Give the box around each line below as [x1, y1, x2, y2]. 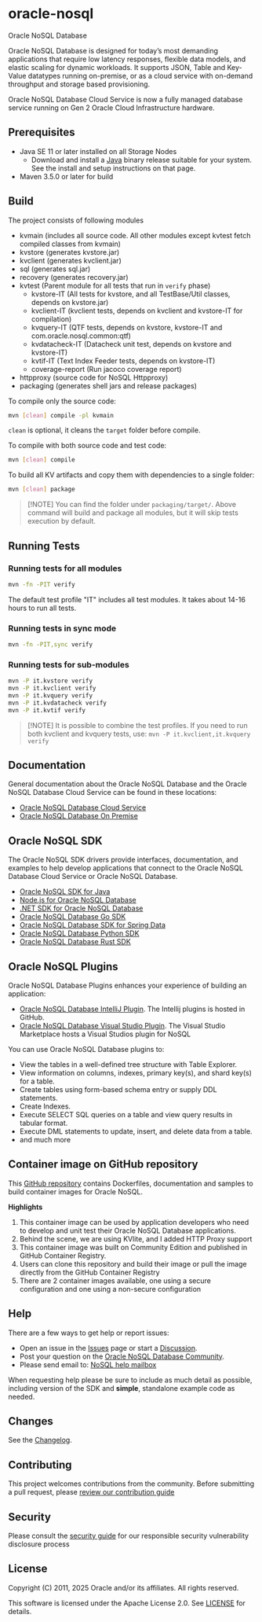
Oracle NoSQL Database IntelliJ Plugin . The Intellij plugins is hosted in [19, 1004, 246, 1014]
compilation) [31, 314, 72, 323]
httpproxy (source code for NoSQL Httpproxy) [19, 373, 169, 382]
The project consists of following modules [8, 215, 144, 225]
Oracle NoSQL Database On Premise [19, 811, 139, 821]
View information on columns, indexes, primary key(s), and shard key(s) [19, 1068, 253, 1078]
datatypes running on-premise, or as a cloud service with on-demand [27, 71, 253, 80]
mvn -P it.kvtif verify [8, 706, 86, 714]
